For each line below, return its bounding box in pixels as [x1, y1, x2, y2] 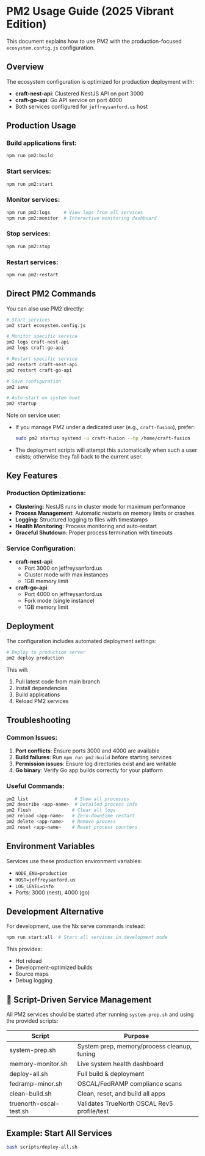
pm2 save [6, 384, 29, 390]
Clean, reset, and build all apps [77, 1089, 166, 1098]
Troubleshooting [6, 715, 71, 725]
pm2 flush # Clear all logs [6, 807, 116, 814]
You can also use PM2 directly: [6, 304, 84, 312]
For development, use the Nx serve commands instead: [6, 922, 145, 930]
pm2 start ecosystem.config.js [6, 322, 86, 328]
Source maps [15, 970, 49, 977]
